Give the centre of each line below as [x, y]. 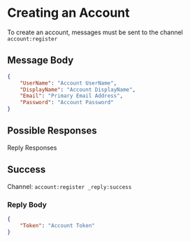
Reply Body [27, 204]
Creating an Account [69, 13]
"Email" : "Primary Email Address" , [72, 96]
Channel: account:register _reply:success [70, 186]
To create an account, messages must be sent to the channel [95, 32]
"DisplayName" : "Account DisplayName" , [78, 90]
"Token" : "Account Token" [58, 225]
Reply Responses [32, 148]
